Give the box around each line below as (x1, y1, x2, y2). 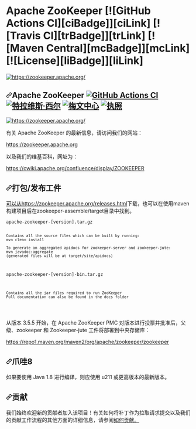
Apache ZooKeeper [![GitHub (6, 4, 151, 18)
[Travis (6, 29, 41, 42)
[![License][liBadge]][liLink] (6, 54, 143, 67)
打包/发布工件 (12, 183, 61, 193)
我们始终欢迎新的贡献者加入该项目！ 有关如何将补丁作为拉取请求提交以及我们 (6, 409, 191, 416)
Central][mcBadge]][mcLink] (46, 42, 190, 55)
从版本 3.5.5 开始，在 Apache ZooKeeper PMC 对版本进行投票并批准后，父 (6, 319, 186, 326)
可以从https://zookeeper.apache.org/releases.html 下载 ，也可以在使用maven (6, 200, 190, 207)
